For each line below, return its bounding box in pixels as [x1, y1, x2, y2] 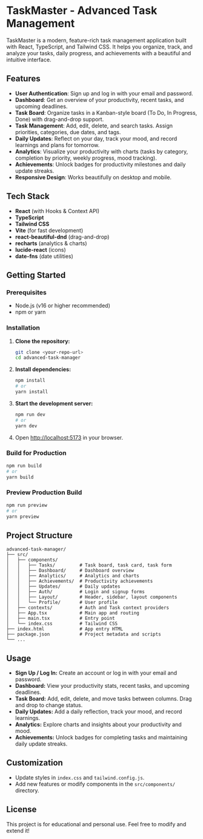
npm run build [6, 463, 42, 469]
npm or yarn [15, 308, 46, 316]
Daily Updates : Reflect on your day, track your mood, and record [15, 135, 178, 142]
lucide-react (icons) [15, 246, 66, 253]
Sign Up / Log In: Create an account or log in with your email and [15, 669, 178, 677]
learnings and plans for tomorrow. [15, 141, 100, 149]
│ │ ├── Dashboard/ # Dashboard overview [6, 568, 135, 574]
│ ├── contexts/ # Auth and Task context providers [6, 605, 170, 611]
